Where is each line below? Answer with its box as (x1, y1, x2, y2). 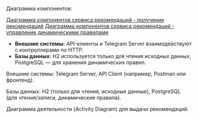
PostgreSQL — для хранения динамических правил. (14, 59, 147, 66)
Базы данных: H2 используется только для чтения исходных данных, (14, 53, 191, 59)
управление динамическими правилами (6, 29, 109, 36)
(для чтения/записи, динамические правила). (6, 94, 122, 101)
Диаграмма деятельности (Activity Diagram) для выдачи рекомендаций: (6, 106, 189, 112)
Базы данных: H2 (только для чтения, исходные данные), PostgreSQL (6, 88, 181, 95)
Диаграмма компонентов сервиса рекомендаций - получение (6, 16, 164, 23)
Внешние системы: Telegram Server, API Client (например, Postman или (6, 70, 186, 77)
